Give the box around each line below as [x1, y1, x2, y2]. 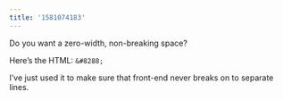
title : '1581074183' [9, 12, 87, 22]
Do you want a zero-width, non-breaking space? [9, 37, 187, 48]
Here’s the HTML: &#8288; [9, 54, 104, 65]
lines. [9, 81, 29, 92]
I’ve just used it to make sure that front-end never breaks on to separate [9, 72, 274, 83]
